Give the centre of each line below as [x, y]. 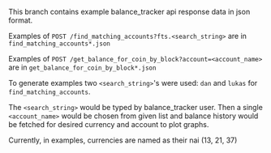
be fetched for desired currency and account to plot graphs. [109, 124]
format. [21, 20]
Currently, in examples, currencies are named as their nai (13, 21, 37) [123, 140]
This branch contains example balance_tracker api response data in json [129, 12]
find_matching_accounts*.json [60, 44]
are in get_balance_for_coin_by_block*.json [82, 67]
